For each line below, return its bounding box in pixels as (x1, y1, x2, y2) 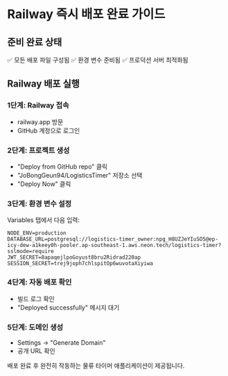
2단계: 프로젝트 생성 (7, 145, 70, 155)
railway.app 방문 (17, 117, 64, 126)
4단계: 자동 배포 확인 (7, 277, 72, 287)
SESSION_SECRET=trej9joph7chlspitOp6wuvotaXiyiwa (7, 260, 154, 267)
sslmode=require (7, 248, 54, 255)
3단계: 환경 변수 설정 (7, 198, 72, 208)
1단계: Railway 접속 (7, 101, 69, 110)
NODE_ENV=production (7, 230, 67, 237)
